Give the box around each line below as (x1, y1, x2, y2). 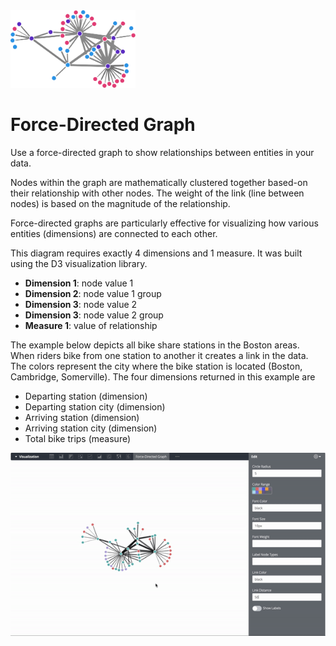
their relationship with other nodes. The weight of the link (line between (10, 187, 305, 199)
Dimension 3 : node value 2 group (24, 309, 164, 321)
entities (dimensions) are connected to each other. (10, 227, 218, 239)
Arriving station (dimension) (24, 411, 140, 423)
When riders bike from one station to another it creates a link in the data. (10, 349, 309, 361)
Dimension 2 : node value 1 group (24, 287, 162, 299)
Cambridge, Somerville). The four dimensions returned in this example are (10, 370, 316, 383)
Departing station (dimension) (24, 390, 148, 402)
